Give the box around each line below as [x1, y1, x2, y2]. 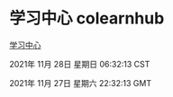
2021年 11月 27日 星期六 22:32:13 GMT [9, 77, 151, 88]
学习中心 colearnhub [9, 8, 165, 29]
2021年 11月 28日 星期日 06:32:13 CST [9, 58, 150, 69]
